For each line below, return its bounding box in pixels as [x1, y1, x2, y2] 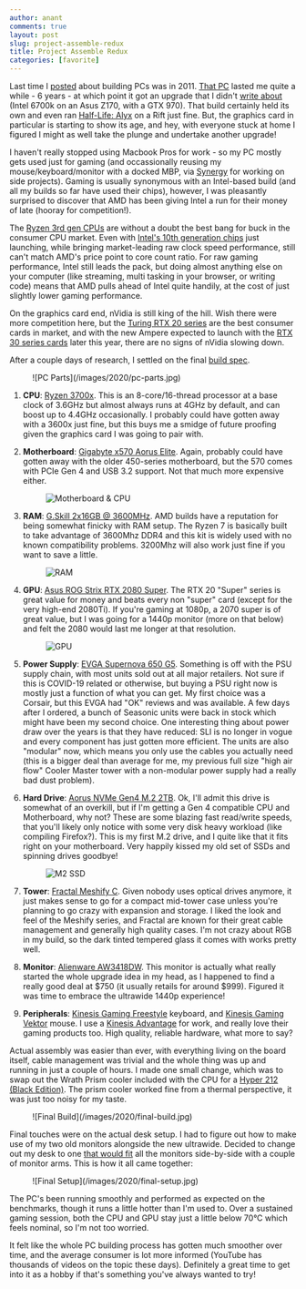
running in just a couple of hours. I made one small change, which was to [9, 1065, 284, 1075]
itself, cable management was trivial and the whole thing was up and [9, 1055, 267, 1066]
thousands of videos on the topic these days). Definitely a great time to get [9, 1259, 291, 1270]
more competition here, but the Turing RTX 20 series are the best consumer [9, 318, 294, 328]
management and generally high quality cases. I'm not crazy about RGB [22, 925, 292, 935]
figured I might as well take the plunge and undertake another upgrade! [9, 129, 277, 139]
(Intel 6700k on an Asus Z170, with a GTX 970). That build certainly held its [9, 100, 290, 110]
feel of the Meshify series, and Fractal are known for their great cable [22, 915, 284, 926]
